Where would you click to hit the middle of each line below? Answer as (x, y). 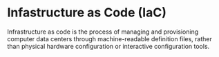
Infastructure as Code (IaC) (87, 13)
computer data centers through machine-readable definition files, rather (110, 38)
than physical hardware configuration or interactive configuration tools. (108, 46)
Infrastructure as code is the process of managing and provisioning (103, 32)
